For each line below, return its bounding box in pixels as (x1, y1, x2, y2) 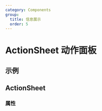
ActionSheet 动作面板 (5, 45, 97, 56)
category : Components (5, 7, 51, 13)
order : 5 (10, 21, 28, 27)
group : (5, 12, 19, 17)
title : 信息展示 (10, 17, 42, 22)
